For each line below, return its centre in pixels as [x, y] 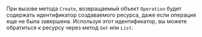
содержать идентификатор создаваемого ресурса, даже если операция [101, 15]
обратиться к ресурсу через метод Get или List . [70, 27]
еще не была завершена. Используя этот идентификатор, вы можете [97, 21]
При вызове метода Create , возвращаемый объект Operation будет [94, 9]
